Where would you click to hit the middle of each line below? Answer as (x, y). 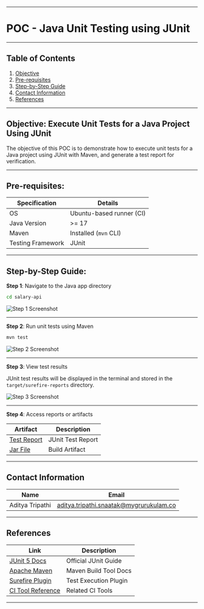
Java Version (28, 223)
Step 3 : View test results (37, 366)
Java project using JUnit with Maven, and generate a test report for (90, 155)
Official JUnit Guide (94, 560)
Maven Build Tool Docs (99, 571)
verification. (21, 161)
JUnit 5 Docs (28, 560)
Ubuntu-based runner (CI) (108, 213)
